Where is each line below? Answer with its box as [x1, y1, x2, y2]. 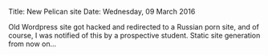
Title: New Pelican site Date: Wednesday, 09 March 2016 [8, 7, 196, 16]
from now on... [8, 39, 57, 49]
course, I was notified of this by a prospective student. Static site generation [8, 31, 261, 40]
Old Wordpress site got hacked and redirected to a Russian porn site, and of [8, 22, 259, 31]
